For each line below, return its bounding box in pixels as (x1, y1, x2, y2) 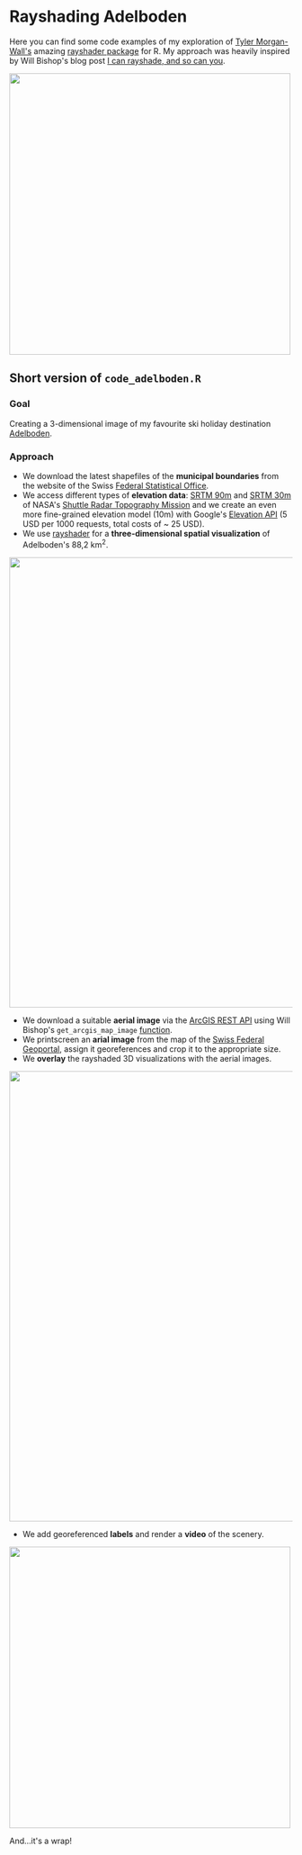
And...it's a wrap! (9, 1835, 73, 1846)
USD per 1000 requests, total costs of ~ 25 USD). (22, 518, 205, 529)
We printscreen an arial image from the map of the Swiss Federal (22, 1034, 265, 1045)
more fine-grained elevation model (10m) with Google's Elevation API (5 (22, 509, 288, 520)
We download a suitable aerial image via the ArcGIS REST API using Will (22, 1015, 290, 1026)
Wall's (9, 45, 32, 56)
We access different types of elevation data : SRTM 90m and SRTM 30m (22, 489, 292, 501)
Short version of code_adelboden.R (9, 371, 202, 386)
